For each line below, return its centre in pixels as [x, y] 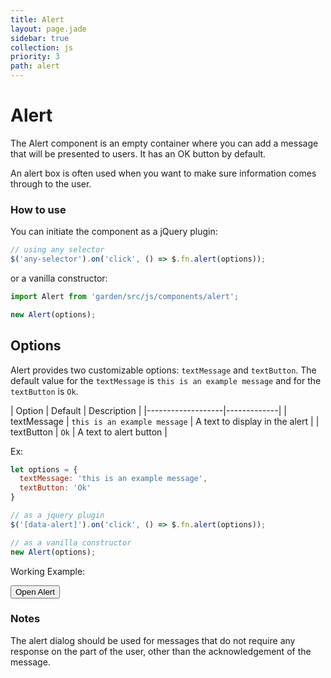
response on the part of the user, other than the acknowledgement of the [161, 651]
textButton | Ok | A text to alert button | [89, 432]
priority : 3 [35, 57]
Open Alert [35, 591]
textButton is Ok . [44, 391]
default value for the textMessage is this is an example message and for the [166, 380]
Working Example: [48, 571]
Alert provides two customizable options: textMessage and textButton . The [163, 370]
